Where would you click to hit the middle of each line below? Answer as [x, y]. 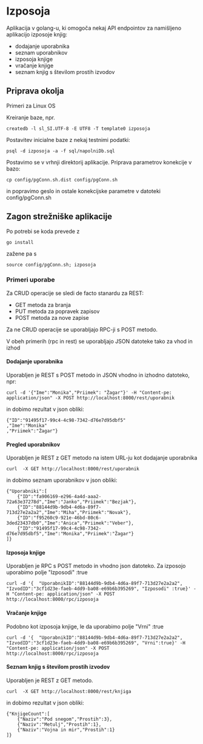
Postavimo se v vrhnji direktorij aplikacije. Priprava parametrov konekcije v [99, 162]
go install [20, 242]
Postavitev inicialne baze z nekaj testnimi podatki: [68, 140]
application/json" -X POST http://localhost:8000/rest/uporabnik [90, 398]
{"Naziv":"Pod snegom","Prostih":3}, [65, 719]
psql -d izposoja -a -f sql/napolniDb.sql [61, 151]
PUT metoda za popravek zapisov [57, 311]
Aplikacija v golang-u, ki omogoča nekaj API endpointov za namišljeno [94, 28]
